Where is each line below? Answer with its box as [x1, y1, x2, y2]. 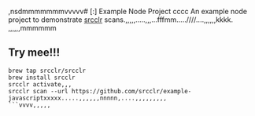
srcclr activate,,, [8, 80, 72, 89]
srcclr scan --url [8, 87, 68, 95]
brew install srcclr [8, 74, 76, 82]
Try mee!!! [8, 46, 61, 60]
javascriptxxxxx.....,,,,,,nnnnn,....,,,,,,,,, [8, 94, 168, 102]
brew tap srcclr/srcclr [8, 67, 87, 74]
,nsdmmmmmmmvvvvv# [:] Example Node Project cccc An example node [8, 7, 248, 16]
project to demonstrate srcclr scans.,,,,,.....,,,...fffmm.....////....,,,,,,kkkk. [8, 15, 234, 24]
